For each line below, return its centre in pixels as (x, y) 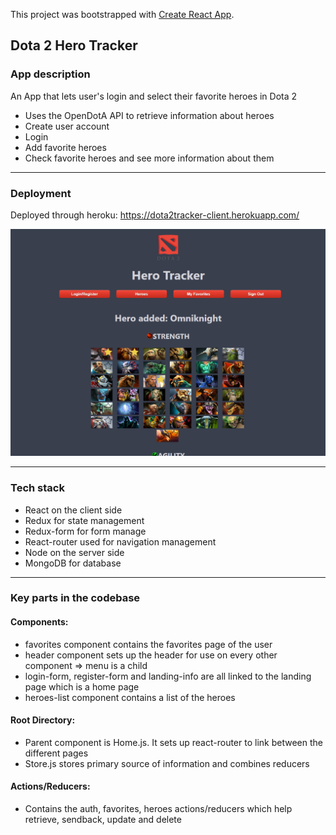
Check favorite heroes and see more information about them (149, 158)
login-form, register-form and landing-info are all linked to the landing (168, 676)
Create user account (67, 126)
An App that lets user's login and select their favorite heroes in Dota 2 (154, 96)
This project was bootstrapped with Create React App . (122, 14)
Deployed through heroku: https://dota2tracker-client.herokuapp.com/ (155, 215)
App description (50, 74)
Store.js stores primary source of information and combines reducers (167, 763)
